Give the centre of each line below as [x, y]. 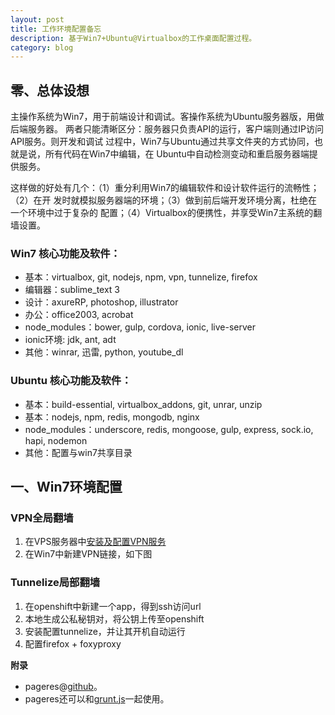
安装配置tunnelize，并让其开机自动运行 [105, 631]
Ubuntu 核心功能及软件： [71, 381]
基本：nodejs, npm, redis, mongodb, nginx [112, 417]
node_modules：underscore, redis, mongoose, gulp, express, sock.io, [169, 429]
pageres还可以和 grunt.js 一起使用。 [97, 698]
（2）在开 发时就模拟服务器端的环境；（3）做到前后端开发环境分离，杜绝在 [164, 200]
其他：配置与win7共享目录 [78, 452]
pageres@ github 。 [63, 686]
